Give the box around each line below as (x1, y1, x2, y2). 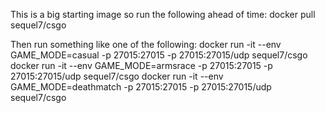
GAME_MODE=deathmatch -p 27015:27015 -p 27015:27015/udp (10, 81, 272, 93)
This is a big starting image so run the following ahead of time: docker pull (10, 9, 316, 20)
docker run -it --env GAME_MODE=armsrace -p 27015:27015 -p (10, 60, 273, 71)
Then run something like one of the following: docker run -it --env (10, 39, 282, 50)
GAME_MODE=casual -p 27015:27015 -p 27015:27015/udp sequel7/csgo (10, 49, 308, 61)
